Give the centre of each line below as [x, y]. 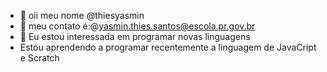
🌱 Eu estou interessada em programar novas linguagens [135, 36]
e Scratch [39, 58]
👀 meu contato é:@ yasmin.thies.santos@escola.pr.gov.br [137, 26]
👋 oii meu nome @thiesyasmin [82, 15]
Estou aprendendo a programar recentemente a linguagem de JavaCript [168, 47]
